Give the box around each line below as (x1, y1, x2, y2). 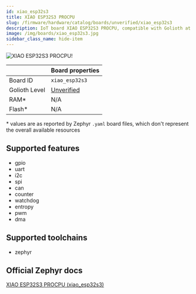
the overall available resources (6, 126, 81, 133)
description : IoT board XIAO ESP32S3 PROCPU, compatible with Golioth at (6, 25, 191, 31)
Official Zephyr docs (6, 266, 83, 276)
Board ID (9, 76, 34, 84)
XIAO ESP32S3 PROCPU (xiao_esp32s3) (6, 281, 104, 288)
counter (14, 190, 34, 198)
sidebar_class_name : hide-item (6, 36, 83, 42)
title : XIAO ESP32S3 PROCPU (6, 14, 75, 20)
